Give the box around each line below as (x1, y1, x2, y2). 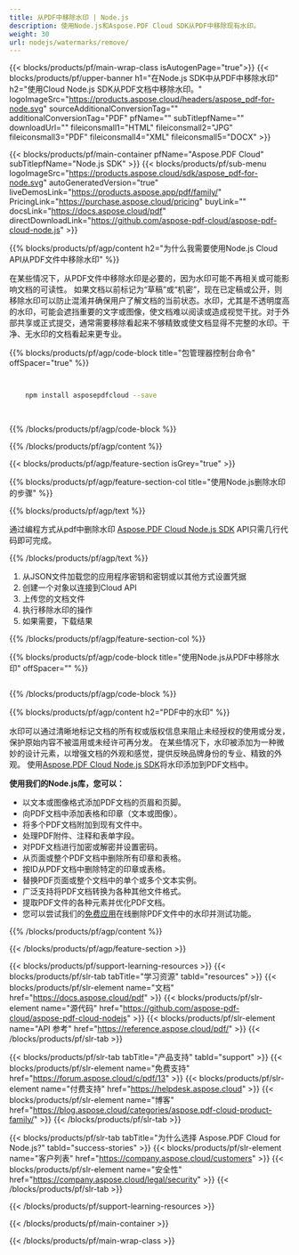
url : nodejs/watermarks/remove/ (9, 37, 129, 47)
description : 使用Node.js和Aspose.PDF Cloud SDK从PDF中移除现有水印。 (9, 21, 261, 30)
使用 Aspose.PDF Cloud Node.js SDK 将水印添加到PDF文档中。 (26, 758, 254, 770)
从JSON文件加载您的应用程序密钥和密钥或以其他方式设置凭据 (21, 571, 247, 581)
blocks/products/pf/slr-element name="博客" (9, 1094, 175, 1105)
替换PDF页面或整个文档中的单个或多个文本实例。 (21, 874, 202, 886)
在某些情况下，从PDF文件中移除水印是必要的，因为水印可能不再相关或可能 (9, 273, 282, 284)
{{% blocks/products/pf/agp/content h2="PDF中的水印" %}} (9, 707, 230, 717)
